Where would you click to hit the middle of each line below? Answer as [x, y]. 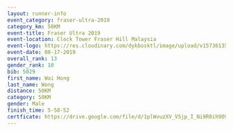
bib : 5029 [21, 71]
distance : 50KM [29, 91]
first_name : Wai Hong [38, 78]
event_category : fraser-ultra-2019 [59, 20]
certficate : [24, 116]
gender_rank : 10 [31, 65]
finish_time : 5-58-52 [38, 110]
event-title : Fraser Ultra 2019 [54, 33]
